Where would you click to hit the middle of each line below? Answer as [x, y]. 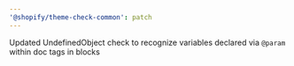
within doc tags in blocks [54, 51]
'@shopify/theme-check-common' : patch [81, 17]
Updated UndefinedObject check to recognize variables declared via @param [147, 42]
